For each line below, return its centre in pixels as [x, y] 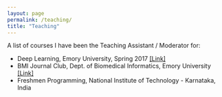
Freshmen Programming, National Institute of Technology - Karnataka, [116, 81]
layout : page [26, 13]
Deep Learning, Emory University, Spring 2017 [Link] [91, 59]
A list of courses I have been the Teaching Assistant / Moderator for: [104, 46]
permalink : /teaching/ [40, 20]
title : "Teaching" [33, 26]
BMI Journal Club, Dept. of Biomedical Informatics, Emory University [114, 66]
